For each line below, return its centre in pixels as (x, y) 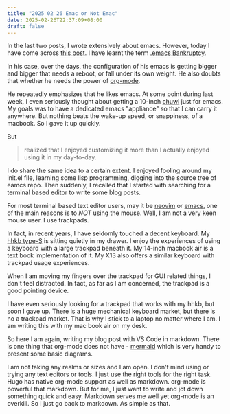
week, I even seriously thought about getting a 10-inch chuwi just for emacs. (115, 102)
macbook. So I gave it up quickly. (54, 124)
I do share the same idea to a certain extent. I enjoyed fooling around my (110, 171)
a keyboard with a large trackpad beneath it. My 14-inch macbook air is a (111, 249)
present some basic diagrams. (50, 354)
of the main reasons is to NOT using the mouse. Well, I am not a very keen (112, 213)
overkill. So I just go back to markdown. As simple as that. (89, 404)
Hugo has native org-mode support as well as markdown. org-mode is (106, 382)
